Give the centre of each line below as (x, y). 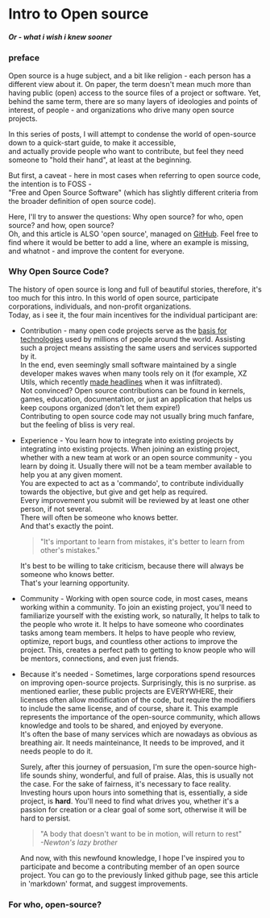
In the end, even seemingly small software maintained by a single (128, 364)
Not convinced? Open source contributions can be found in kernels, (133, 390)
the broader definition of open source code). (82, 201)
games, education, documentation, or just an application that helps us (136, 399)
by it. (28, 356)
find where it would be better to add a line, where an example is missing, (129, 242)
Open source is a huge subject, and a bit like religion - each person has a (130, 75)
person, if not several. (56, 509)
